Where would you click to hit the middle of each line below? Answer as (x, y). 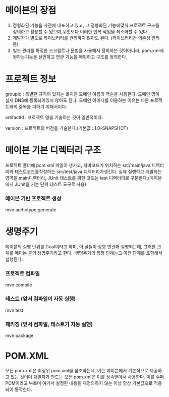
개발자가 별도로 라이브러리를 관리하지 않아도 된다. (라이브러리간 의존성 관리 (86, 38)
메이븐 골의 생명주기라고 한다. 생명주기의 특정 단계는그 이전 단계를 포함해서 (89, 253)
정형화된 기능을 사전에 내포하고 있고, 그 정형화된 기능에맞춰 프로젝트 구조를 (86, 25)
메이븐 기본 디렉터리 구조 (53, 151)
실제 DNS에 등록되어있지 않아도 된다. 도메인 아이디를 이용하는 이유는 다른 (77, 100)
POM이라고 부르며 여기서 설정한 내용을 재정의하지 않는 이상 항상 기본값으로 (79, 383)
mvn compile (19, 285)
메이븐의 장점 (31, 10)
